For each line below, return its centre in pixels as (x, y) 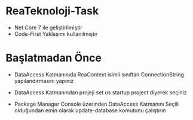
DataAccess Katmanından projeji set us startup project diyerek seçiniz (101, 92)
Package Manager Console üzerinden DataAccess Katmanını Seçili (96, 104)
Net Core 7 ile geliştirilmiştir (48, 27)
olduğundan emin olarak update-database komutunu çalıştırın (90, 110)
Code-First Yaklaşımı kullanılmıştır (56, 33)
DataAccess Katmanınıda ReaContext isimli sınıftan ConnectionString (99, 74)
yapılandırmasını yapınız (44, 81)
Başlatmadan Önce (54, 58)
